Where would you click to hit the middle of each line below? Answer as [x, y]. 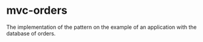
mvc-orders [37, 10]
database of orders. [31, 33]
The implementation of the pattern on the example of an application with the [101, 27]
